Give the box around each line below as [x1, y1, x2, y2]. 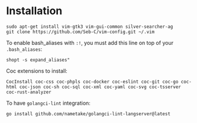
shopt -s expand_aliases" [6, 57, 70, 63]
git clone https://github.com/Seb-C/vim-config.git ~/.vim [6, 28, 155, 35]
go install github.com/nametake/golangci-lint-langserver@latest [6, 111, 170, 116]
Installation [6, 4, 63, 18]
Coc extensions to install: [6, 67, 68, 75]
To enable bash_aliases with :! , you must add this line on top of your [6, 39, 173, 46]
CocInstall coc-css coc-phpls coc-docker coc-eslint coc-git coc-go [6, 79, 179, 85]
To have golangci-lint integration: [6, 99, 91, 106]
